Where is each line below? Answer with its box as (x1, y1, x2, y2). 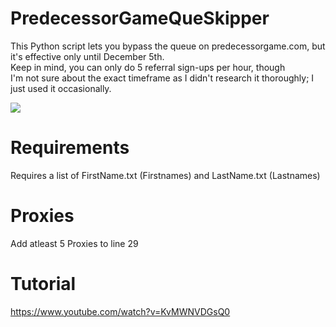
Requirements (10, 137, 130, 159)
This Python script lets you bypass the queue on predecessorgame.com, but (10, 40, 326, 52)
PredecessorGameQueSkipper (10, 7, 270, 30)
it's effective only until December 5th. (10, 50, 165, 62)
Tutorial (10, 273, 77, 295)
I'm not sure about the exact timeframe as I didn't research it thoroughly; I (10, 72, 315, 84)
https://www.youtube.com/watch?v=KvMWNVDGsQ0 (10, 305, 231, 317)
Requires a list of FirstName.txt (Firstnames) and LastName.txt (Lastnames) (10, 169, 321, 181)
